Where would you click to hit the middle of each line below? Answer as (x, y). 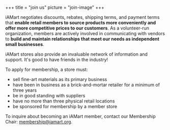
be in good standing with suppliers (49, 96)
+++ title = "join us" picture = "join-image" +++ (55, 7)
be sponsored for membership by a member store (65, 106)
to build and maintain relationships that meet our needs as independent (82, 39)
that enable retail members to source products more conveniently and (81, 23)
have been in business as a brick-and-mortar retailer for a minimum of (86, 85)
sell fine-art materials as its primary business (60, 79)
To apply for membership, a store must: (47, 69)
